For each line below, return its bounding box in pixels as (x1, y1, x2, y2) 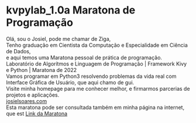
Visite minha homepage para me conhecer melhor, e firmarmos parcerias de (6, 85, 190, 92)
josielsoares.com (6, 97, 47, 104)
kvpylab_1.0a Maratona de (6, 4, 136, 17)
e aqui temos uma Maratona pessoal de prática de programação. (6, 54, 163, 61)
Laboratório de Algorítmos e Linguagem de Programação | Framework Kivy (6, 60, 187, 67)
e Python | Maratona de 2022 (6, 66, 77, 73)
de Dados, (6, 47, 31, 54)
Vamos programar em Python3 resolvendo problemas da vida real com (6, 73, 177, 80)
